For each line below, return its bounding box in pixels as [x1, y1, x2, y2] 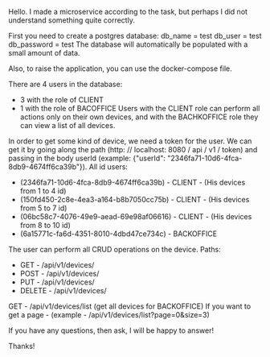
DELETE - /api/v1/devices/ [19, 286, 107, 295]
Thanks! [8, 342, 35, 351]
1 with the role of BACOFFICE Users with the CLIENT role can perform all [19, 104, 260, 113]
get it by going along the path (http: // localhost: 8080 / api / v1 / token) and [8, 145, 258, 154]
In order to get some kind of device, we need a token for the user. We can [8, 136, 252, 146]
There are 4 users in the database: [8, 80, 123, 89]
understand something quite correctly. [8, 15, 135, 25]
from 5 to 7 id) [19, 203, 67, 213]
